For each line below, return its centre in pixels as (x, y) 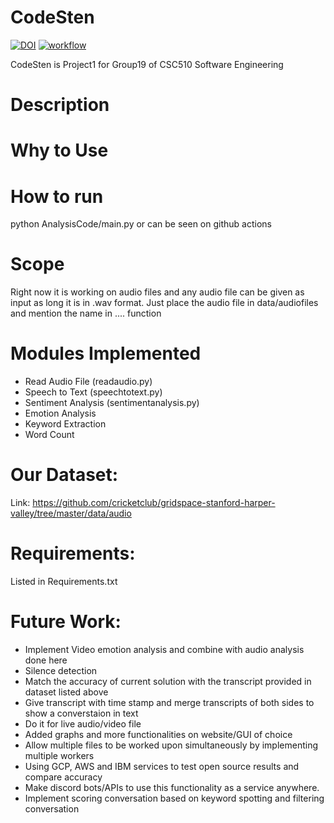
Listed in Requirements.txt (64, 581)
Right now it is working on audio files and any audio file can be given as (157, 292)
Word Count (49, 435)
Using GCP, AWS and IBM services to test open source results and (162, 766)
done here (46, 660)
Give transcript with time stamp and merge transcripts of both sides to (169, 702)
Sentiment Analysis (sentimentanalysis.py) (112, 403)
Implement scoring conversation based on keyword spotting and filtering (174, 798)
